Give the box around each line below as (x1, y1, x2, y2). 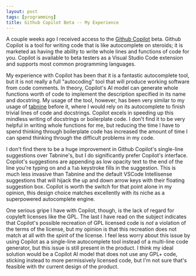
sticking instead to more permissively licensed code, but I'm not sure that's (6, 257, 187, 264)
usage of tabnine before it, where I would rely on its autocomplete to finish (6, 103, 185, 110)
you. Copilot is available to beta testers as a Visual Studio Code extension (6, 54, 183, 62)
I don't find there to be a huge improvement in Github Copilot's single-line (6, 146, 184, 153)
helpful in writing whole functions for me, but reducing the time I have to (6, 122, 180, 129)
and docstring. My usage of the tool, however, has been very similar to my (6, 97, 185, 104)
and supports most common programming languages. (6, 60, 136, 68)
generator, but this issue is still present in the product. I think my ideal (6, 244, 174, 251)
